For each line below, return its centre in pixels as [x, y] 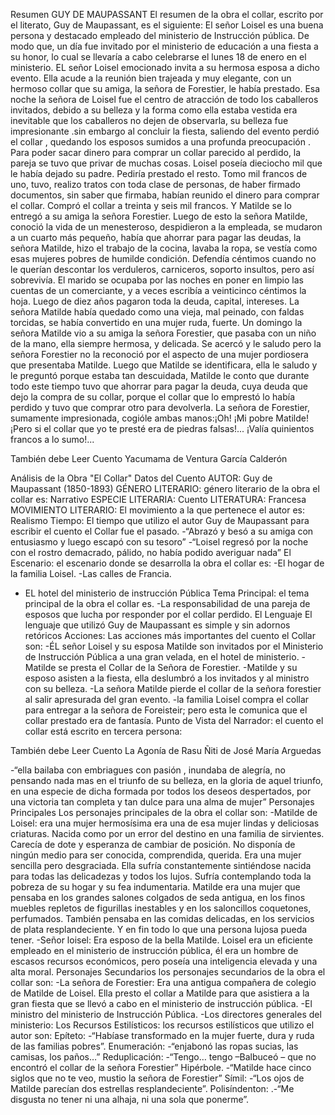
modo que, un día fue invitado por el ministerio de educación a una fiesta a [164, 46]
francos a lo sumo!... [52, 439]
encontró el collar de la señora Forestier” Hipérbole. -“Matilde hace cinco [161, 1067]
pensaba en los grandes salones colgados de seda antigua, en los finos [158, 897]
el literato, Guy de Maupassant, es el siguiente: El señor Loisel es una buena [167, 25]
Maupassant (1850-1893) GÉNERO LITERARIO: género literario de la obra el [165, 488]
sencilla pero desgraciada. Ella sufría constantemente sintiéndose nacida [161, 865]
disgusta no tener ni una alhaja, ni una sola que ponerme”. [130, 1099]
